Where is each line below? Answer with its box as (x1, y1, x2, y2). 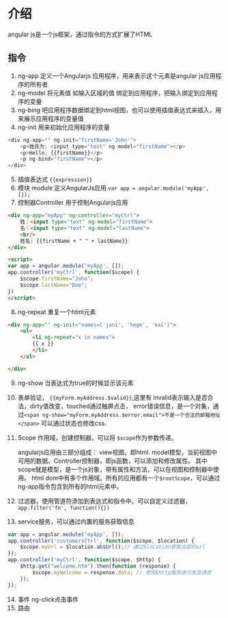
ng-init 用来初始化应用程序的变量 (17, 123, 110, 131)
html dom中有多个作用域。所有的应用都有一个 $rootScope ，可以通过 (31, 474, 220, 482)
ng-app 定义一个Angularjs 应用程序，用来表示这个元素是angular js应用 (17, 71, 216, 79)
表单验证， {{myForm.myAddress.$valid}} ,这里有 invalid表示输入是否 (17, 393, 208, 401)
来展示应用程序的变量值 (17, 114, 84, 123)
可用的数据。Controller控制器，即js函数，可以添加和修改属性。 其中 (17, 456, 208, 465)
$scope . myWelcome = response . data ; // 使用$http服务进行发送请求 (32, 569, 212, 576)
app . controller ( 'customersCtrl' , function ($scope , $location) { (8, 537, 195, 544)
